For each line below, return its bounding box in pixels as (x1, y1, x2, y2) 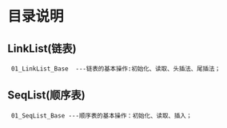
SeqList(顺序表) (7, 89, 86, 102)
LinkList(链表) (7, 42, 77, 55)
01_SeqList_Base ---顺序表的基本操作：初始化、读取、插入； (10, 111, 193, 120)
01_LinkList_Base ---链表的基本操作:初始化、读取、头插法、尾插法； (10, 65, 221, 73)
